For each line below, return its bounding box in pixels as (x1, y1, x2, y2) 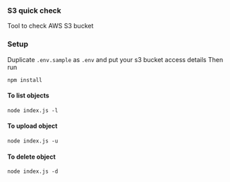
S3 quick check (7, 6, 61, 16)
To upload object (7, 122, 58, 131)
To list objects (7, 91, 49, 100)
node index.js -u (7, 138, 59, 145)
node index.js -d (7, 168, 59, 175)
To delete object (7, 152, 56, 161)
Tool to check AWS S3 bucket (7, 22, 94, 30)
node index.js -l (7, 107, 59, 114)
